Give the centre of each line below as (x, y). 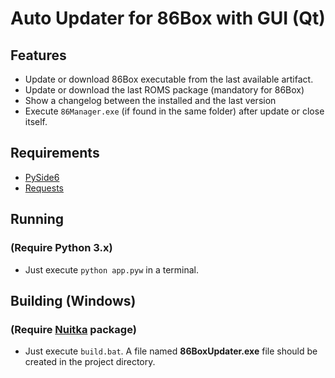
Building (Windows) (73, 300)
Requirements (55, 153)
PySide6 (42, 177)
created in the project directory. (90, 362)
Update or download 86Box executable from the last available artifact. (169, 79)
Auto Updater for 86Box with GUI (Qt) (168, 18)
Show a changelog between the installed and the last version (150, 100)
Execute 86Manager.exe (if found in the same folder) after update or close (174, 111)
